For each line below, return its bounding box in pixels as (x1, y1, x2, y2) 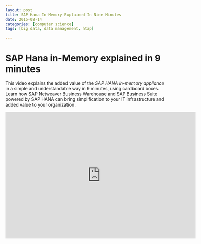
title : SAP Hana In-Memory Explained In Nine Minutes (5, 12, 122, 17)
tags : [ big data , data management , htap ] (5, 26, 94, 31)
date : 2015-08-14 (5, 17, 42, 22)
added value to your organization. (5, 102, 76, 108)
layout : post (5, 7, 33, 13)
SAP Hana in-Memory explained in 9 (5, 53, 161, 64)
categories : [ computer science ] (5, 21, 74, 27)
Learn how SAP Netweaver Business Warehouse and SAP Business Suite (5, 91, 158, 97)
